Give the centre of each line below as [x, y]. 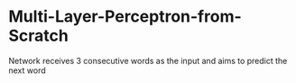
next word [27, 70]
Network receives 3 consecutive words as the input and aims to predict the [148, 60]
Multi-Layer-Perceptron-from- [125, 17]
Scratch [38, 36]
